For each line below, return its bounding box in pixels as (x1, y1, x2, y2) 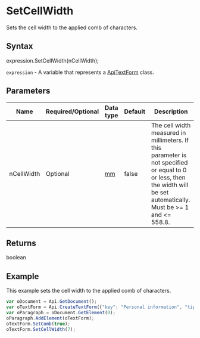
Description (154, 107, 189, 116)
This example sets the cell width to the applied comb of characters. (6, 287, 171, 294)
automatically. (151, 196, 190, 204)
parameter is (151, 151, 187, 159)
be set (151, 188, 169, 196)
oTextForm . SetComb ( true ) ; (6, 321, 70, 327)
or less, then (151, 173, 186, 181)
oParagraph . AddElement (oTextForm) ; (6, 315, 95, 321)
